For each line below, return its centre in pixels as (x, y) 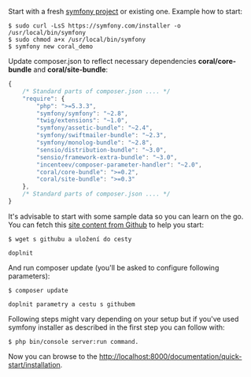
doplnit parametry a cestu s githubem (72, 304)
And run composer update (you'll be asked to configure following (114, 267)
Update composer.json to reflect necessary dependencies (102, 61)
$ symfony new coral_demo (50, 47)
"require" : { (44, 99)
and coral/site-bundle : (71, 69)
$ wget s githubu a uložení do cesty (70, 239)
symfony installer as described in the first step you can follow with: (117, 327)
